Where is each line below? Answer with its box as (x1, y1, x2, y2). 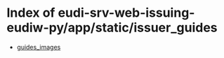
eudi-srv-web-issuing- (58, 5, 195, 21)
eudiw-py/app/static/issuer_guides (6, 20, 218, 36)
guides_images (16, 43, 61, 51)
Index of (6, 5, 55, 21)
